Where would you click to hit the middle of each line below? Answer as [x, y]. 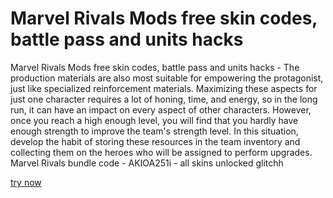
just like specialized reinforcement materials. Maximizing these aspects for [164, 88]
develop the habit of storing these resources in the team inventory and [155, 141]
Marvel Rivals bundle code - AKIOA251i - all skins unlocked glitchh [147, 163]
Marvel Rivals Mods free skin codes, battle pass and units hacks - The [155, 67]
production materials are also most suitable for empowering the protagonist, [167, 78]
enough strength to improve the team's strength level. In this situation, [154, 131]
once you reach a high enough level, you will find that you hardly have [154, 120]
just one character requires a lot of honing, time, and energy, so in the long [164, 99]
